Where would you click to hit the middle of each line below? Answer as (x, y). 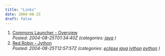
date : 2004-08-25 (23, 14)
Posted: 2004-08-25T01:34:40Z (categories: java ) (64, 38)
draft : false (19, 19)
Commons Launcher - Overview (45, 33)
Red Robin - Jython (32, 43)
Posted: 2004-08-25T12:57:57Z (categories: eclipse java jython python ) (86, 48)
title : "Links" (21, 10)
